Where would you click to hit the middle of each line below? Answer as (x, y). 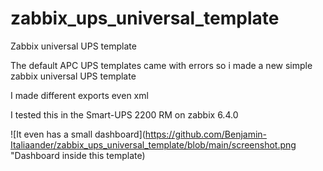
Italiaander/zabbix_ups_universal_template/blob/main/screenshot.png (153, 144)
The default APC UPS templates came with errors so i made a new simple (161, 65)
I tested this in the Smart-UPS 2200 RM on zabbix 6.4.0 (124, 114)
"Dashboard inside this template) (78, 155)
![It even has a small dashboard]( (78, 134)
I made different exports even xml (79, 95)
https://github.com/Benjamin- (206, 134)
